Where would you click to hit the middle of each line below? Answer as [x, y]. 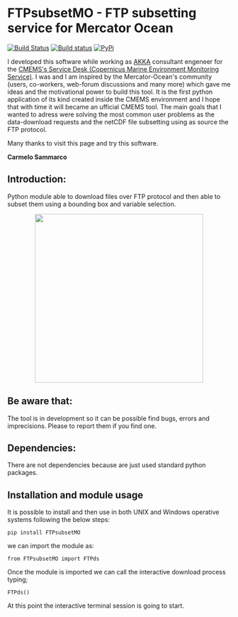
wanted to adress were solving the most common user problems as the [111, 114]
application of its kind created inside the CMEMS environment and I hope [114, 99]
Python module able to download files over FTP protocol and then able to [114, 196]
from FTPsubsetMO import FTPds [53, 559]
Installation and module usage [75, 495]
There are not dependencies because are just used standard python [107, 465]
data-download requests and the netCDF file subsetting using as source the [118, 121]
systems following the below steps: [59, 520]
